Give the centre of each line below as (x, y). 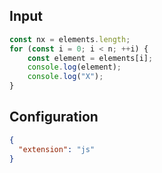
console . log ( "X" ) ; (65, 77)
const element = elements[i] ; (90, 58)
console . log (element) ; (74, 67)
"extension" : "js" (57, 149)
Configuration (54, 117)
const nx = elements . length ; (70, 39)
